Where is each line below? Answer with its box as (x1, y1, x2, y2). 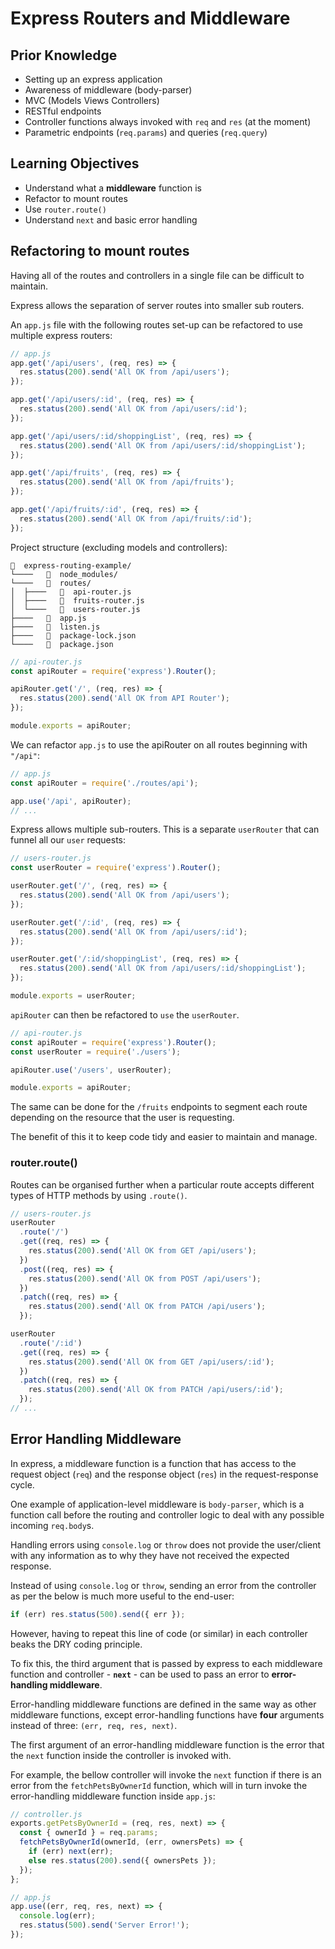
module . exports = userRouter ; (10, 991, 137, 1001)
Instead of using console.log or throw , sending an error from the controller (10, 1579, 317, 1591)
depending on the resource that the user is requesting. (10, 1112, 235, 1124)
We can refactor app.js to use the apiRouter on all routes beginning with (10, 738, 308, 751)
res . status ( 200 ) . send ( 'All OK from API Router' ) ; (19, 693, 230, 704)
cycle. (10, 1478, 35, 1491)
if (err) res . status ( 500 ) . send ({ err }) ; (10, 1609, 186, 1619)
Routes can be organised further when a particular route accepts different (10, 1178, 315, 1191)
